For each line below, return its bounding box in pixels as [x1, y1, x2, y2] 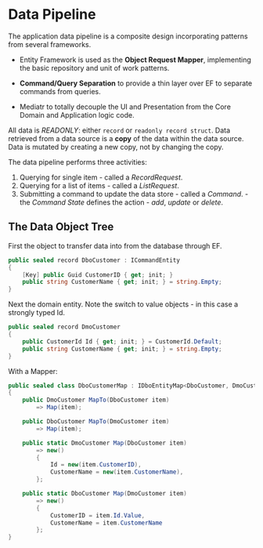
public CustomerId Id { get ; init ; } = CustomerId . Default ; [22, 337, 222, 346]
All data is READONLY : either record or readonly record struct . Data [8, 125, 231, 135]
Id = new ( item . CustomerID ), [49, 461, 142, 469]
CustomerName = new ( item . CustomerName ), [49, 468, 184, 476]
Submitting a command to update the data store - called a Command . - [19, 189, 249, 198]
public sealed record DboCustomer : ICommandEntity [8, 256, 180, 264]
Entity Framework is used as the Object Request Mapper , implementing [19, 55, 252, 64]
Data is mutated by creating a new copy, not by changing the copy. [8, 142, 225, 151]
